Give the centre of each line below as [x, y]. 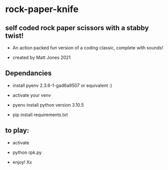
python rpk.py [27, 152]
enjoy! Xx [22, 162]
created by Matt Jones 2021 [41, 57]
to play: [17, 131]
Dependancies [28, 73]
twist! [15, 35]
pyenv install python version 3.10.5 [48, 105]
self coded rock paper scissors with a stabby [77, 28]
